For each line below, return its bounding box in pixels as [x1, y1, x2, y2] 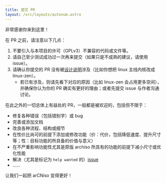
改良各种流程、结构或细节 [12, 125, 65, 131]
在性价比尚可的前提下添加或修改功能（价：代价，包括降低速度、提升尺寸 [12, 131, 161, 137]
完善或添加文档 [12, 118, 43, 125]
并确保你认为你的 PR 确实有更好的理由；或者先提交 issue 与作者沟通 [19, 85, 160, 91]
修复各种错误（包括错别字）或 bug [12, 112, 83, 118]
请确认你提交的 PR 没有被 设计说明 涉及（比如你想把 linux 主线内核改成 [12, 66, 156, 72]
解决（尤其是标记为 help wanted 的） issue [12, 156, 99, 162]
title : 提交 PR [5, 7, 35, 12]
